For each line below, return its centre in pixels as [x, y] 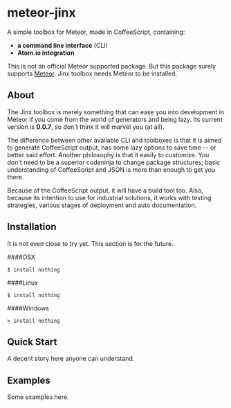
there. [16, 177]
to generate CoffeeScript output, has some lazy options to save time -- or [112, 148]
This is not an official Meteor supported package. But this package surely [112, 66]
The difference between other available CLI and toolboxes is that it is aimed [114, 140]
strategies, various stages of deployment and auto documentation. [102, 205]
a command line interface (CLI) [63, 45]
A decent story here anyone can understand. [71, 359]
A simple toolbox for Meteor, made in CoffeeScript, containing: [96, 32]
